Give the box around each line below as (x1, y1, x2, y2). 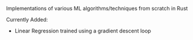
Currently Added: (6, 16, 48, 23)
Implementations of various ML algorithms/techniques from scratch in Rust (6, 5, 188, 12)
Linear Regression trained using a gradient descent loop (14, 27, 152, 34)
